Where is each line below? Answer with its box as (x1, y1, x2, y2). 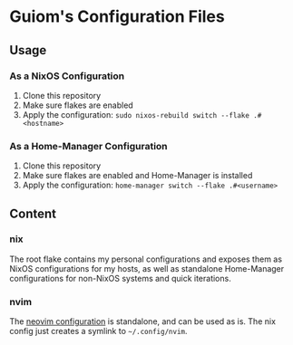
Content (9, 206, 57, 221)
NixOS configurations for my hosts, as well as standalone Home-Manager (9, 263, 285, 273)
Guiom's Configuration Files (9, 6, 225, 27)
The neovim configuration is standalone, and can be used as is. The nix (9, 316, 277, 327)
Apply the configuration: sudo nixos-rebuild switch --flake (22, 109, 249, 120)
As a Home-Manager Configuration (9, 139, 168, 152)
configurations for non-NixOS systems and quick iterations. (9, 273, 231, 283)
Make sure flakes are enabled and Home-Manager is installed (22, 170, 253, 181)
